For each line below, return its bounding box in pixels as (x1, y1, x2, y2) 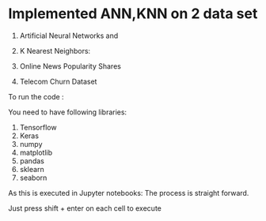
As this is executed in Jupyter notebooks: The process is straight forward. (8, 188, 249, 197)
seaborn (19, 173, 47, 182)
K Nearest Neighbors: (19, 46, 91, 55)
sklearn (19, 164, 45, 174)
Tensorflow (19, 122, 57, 132)
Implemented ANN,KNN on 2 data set (8, 5, 258, 23)
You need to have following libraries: (8, 107, 127, 117)
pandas (19, 155, 45, 166)
